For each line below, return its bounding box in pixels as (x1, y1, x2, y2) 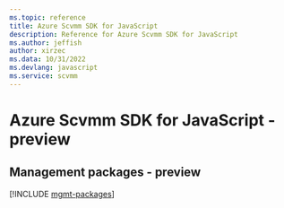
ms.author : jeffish (9, 38, 82, 48)
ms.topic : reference (9, 13, 87, 22)
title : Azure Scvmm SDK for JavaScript (9, 22, 159, 30)
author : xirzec (9, 47, 66, 56)
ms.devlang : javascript (9, 64, 99, 73)
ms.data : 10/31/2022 (9, 55, 87, 64)
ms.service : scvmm (9, 72, 78, 81)
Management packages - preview (9, 165, 202, 180)
